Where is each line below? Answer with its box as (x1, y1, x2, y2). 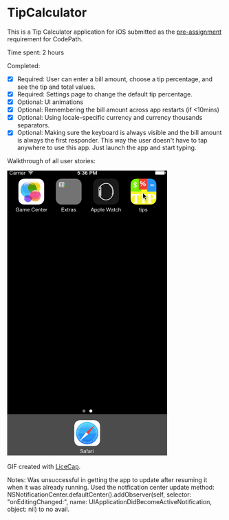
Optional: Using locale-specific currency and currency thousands (17, 114, 203, 122)
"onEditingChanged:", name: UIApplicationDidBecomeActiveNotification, (7, 498, 212, 506)
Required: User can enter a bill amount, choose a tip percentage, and (17, 74, 213, 83)
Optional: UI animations (17, 98, 84, 106)
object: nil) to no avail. (7, 505, 70, 514)
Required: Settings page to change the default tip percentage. (17, 90, 193, 98)
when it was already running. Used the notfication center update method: (7, 483, 215, 492)
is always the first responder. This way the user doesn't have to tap (17, 136, 208, 145)
